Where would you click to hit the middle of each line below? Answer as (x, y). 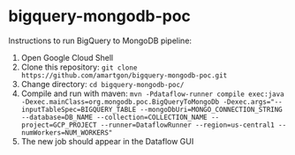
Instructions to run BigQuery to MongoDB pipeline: (100, 41)
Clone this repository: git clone (79, 67)
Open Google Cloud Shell (67, 57)
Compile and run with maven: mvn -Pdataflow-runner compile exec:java (152, 93)
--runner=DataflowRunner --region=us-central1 (187, 125)
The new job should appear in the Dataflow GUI (107, 141)
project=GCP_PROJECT (59, 125)
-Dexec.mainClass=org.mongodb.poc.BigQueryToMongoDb (120, 102)
